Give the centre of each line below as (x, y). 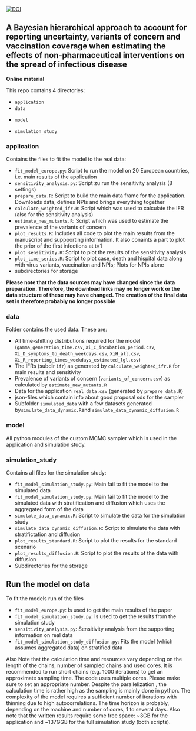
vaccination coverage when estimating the (86, 46)
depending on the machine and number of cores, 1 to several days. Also (93, 709)
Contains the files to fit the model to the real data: (66, 159)
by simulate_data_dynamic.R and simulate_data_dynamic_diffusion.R (97, 410)
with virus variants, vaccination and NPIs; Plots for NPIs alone (89, 265)
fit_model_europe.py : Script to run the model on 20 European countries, (102, 171)
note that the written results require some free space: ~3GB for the (87, 716)
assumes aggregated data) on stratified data (69, 648)
